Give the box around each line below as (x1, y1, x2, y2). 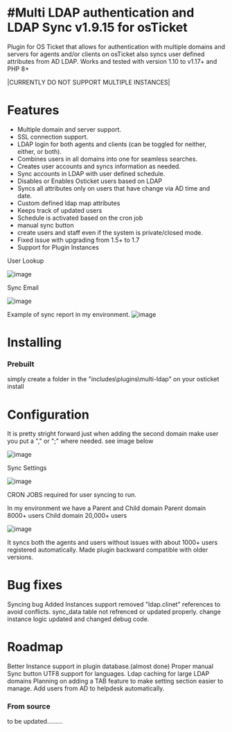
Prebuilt (7, 359, 35, 369)
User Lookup (7, 256, 44, 265)
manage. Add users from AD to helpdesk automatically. (7, 684, 165, 692)
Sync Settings (7, 464, 47, 472)
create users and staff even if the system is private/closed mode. (17, 228, 203, 236)
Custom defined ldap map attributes (17, 199, 121, 207)
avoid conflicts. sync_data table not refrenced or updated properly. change (7, 608, 222, 616)
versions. (7, 553, 33, 561)
